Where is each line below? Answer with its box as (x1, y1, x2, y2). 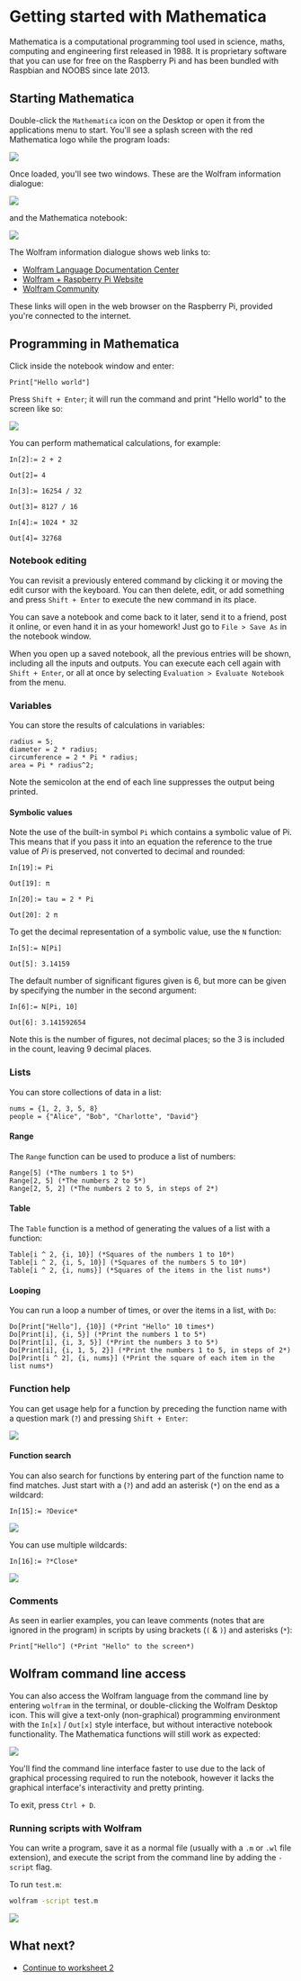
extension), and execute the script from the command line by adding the (9, 1852, 277, 1863)
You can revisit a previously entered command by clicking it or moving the (9, 575, 283, 586)
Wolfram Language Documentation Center (22, 264, 180, 275)
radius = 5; (9, 737, 54, 747)
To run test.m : (9, 1879, 63, 1890)
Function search (9, 1450, 72, 1461)
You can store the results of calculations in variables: (9, 720, 205, 731)
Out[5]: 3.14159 (9, 959, 70, 969)
